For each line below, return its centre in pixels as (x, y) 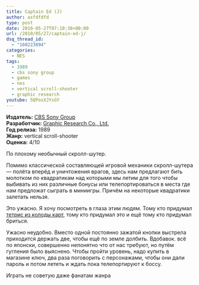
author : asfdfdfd (28, 17)
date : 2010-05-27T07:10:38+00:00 (48, 28)
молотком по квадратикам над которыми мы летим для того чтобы (92, 178)
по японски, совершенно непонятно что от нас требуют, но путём (90, 245)
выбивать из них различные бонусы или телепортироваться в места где (98, 184)
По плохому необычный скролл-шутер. (56, 153)
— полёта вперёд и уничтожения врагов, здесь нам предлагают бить (94, 171)
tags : (13, 61)
